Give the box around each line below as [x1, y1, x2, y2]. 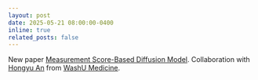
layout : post [8, 11, 51, 20]
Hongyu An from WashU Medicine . [8, 64, 121, 73]
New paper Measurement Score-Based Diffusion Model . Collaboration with [8, 55, 251, 64]
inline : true [8, 26, 51, 34]
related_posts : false [8, 33, 79, 42]
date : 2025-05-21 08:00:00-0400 [8, 19, 114, 27]
